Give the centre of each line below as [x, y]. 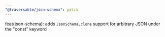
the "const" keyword [26, 29]
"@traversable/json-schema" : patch [42, 10]
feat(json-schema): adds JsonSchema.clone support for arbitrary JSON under [83, 24]
